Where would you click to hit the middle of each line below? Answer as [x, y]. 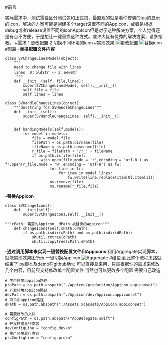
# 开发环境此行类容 [22, 324]
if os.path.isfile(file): [59, 156]
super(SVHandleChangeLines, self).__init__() [71, 116]
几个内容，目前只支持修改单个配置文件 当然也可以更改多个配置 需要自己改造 [83, 270]
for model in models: [46, 134]
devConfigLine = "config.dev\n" [39, 328]
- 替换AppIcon [20, 196]
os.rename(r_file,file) [74, 186]
